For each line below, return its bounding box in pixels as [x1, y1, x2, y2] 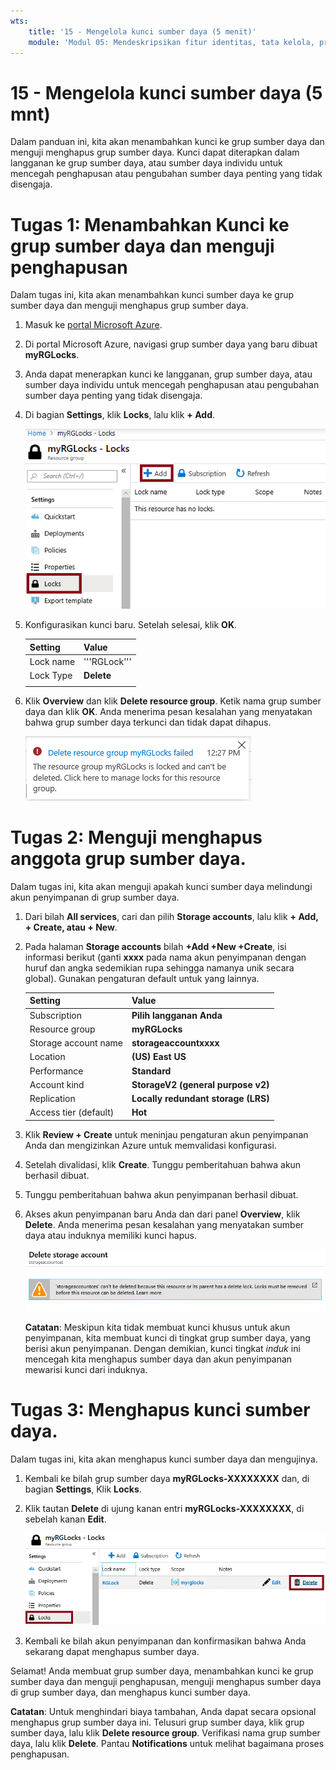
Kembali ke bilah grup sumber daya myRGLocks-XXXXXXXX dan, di [24, 1472, 310, 1484]
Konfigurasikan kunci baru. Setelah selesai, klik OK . [24, 619, 237, 631]
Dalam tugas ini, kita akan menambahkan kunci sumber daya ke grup [10, 289, 295, 301]
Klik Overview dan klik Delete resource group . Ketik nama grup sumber [24, 695, 322, 707]
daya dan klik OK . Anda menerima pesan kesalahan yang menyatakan [24, 705, 313, 717]
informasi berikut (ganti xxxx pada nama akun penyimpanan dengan [24, 951, 307, 963]
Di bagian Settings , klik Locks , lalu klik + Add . [24, 409, 216, 421]
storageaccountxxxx [131, 1037, 220, 1049]
